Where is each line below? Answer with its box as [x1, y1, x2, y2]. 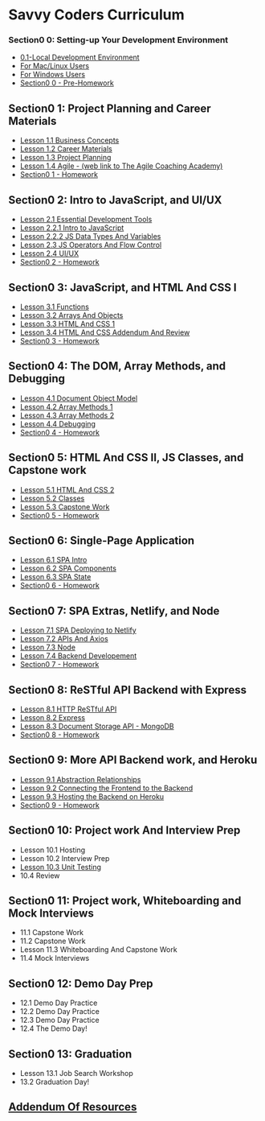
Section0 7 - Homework [19, 660, 100, 670]
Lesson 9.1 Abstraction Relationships [19, 774, 141, 784]
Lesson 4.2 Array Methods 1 [19, 402, 113, 411]
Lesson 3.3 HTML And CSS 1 [19, 319, 116, 328]
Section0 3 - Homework [19, 336, 100, 345]
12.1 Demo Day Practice [19, 998, 98, 1008]
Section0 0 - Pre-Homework [19, 78, 114, 88]
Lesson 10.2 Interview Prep [19, 853, 110, 863]
